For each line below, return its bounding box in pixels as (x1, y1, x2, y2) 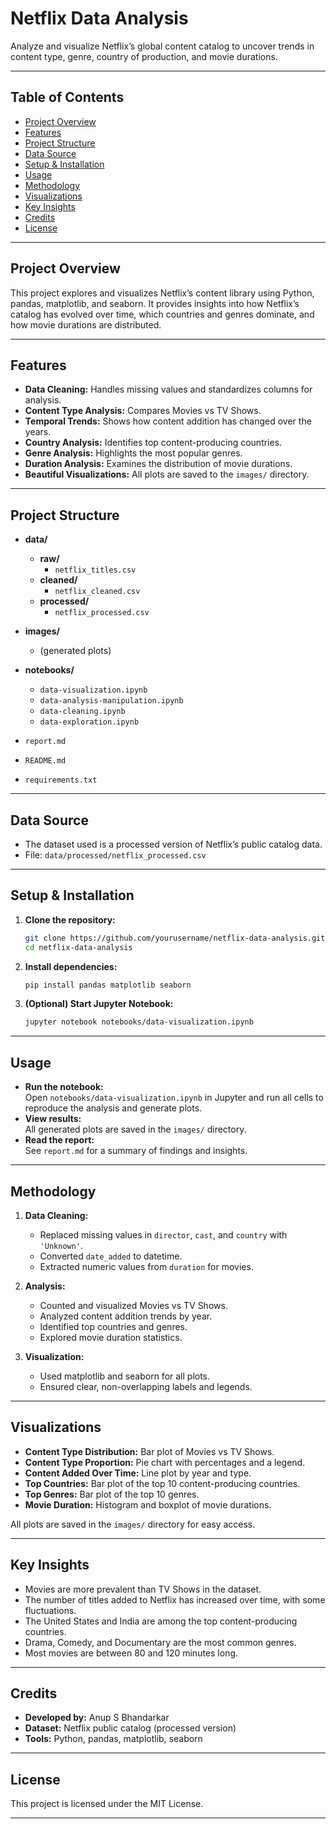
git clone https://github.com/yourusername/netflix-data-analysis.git (24, 933, 326, 943)
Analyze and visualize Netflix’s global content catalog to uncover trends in (10, 40, 315, 52)
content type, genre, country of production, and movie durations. (10, 50, 278, 62)
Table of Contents (10, 89, 125, 106)
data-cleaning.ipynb (39, 707, 126, 717)
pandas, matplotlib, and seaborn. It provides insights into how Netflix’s (10, 297, 300, 309)
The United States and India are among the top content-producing (24, 1615, 298, 1627)
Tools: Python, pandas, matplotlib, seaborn (24, 1733, 203, 1745)
